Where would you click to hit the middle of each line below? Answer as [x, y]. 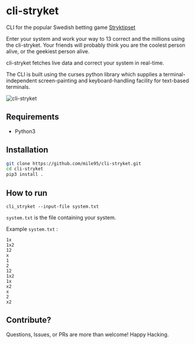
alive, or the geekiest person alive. [48, 51]
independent [22, 81]
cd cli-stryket [25, 169]
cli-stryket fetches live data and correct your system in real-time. [85, 63]
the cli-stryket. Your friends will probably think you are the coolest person [96, 45]
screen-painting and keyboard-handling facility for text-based [113, 81]
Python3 [25, 131]
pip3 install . [25, 175]
